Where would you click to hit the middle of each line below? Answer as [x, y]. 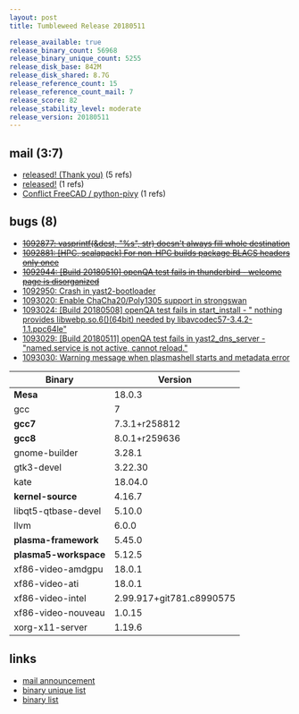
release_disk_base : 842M [55, 67]
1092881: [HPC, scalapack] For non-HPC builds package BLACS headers [156, 252]
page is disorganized [61, 281]
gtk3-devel [38, 467]
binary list [40, 700]
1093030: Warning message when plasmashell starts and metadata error [156, 357]
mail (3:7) [37, 153]
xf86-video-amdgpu [58, 569]
